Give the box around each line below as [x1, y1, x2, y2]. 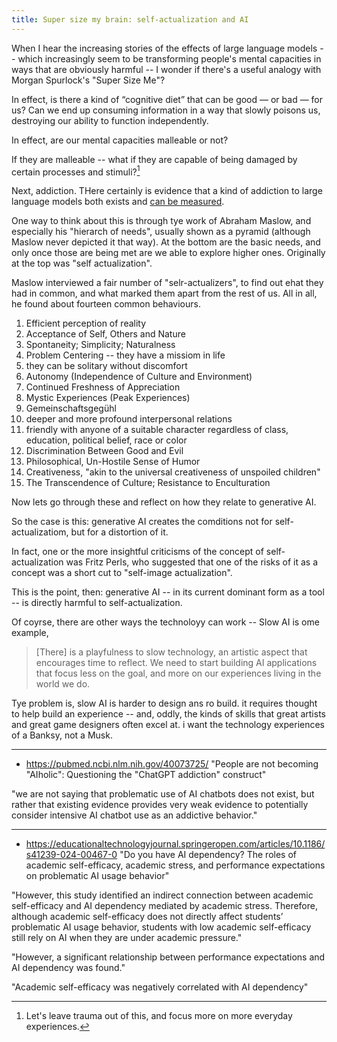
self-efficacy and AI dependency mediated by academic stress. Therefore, [11, 900, 318, 912]
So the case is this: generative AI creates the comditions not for [11, 516, 273, 528]
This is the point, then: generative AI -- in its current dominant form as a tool [11, 586, 325, 598]
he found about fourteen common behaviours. [11, 298, 201, 310]
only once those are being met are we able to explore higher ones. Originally [11, 247, 326, 259]
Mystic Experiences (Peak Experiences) [25, 392, 191, 404]
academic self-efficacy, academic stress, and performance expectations [25, 859, 326, 871]
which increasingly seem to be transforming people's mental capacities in [17, 52, 322, 65]
